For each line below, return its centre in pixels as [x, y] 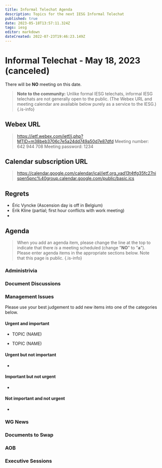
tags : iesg [16, 28]
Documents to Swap [29, 435]
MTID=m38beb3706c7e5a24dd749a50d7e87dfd [65, 141]
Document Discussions [33, 283]
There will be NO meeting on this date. [43, 84]
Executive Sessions [29, 461]
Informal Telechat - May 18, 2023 [73, 61]
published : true [21, 18]
